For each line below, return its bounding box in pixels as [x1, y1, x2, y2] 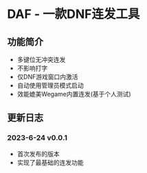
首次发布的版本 [16, 150, 60, 158]
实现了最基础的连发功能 [16, 158, 84, 166]
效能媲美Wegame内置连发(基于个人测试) [16, 90, 132, 98]
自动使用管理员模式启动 [16, 81, 84, 90]
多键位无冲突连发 [16, 56, 66, 63]
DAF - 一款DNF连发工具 [7, 6, 140, 22]
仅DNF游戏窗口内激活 [16, 73, 78, 81]
